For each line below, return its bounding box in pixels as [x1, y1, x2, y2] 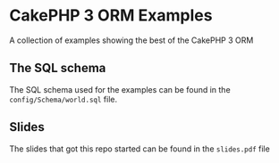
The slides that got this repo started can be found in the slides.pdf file [9, 143, 270, 154]
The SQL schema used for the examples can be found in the [9, 84, 231, 94]
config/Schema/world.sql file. [9, 94, 118, 104]
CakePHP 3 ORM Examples [9, 5, 213, 26]
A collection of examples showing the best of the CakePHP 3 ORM [9, 35, 254, 45]
